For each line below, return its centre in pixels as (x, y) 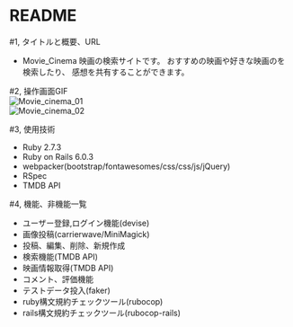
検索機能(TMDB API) (60, 256)
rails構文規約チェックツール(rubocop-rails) (102, 313)
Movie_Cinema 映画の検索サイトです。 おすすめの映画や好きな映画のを (154, 60)
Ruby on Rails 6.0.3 (58, 156)
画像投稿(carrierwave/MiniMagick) (86, 234)
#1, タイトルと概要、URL (55, 41)
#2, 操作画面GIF (39, 91)
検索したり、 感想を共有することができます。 (106, 72)
